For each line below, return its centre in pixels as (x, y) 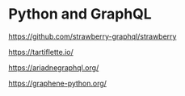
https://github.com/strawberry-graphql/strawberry (92, 36)
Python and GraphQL (80, 14)
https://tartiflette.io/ (41, 52)
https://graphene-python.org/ (58, 83)
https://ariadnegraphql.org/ (54, 67)
